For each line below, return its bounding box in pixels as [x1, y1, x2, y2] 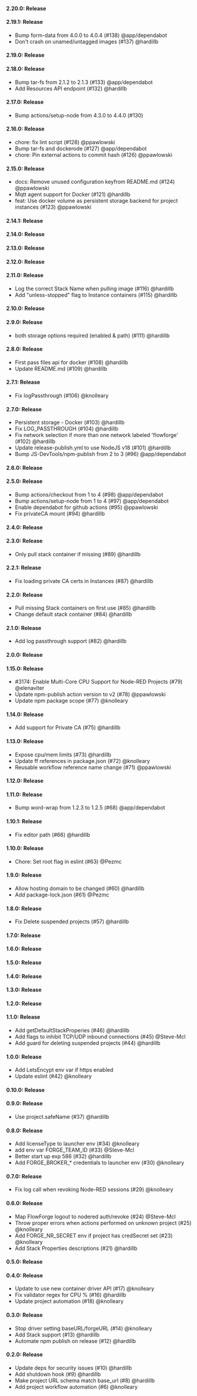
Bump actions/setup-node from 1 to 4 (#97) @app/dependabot [14, 497, 169, 504]
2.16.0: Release [6, 125, 45, 132]
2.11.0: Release [6, 272, 43, 279]
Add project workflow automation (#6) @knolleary [14, 1383, 138, 1390]
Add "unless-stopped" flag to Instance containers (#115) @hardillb [14, 291, 177, 298]
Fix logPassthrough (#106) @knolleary [14, 392, 109, 399]
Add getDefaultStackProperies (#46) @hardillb [14, 1026, 130, 1034]
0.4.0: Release [6, 1271, 43, 1279]
